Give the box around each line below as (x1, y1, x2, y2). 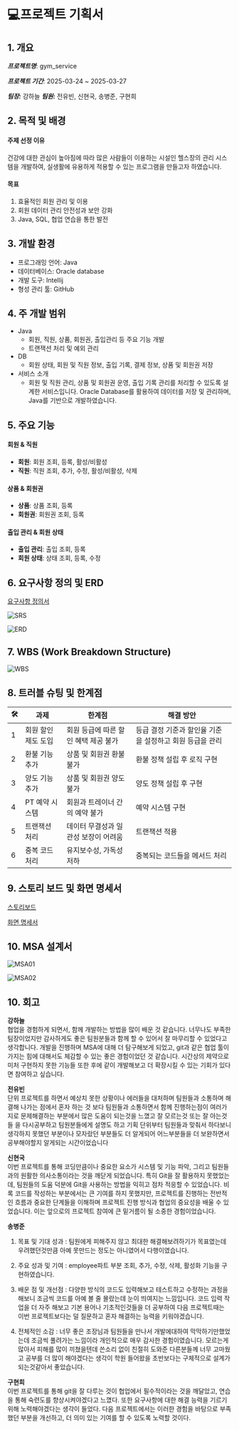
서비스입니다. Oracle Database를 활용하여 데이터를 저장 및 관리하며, (41, 388, 231, 396)
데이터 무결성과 (66, 821, 115, 831)
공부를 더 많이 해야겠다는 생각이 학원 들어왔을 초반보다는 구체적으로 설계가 (25, 1354, 231, 1363)
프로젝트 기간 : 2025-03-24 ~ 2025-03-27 (7, 77, 127, 85)
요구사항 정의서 (7, 597, 50, 606)
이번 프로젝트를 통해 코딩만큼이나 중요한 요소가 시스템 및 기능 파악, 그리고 (7, 1163, 211, 1171)
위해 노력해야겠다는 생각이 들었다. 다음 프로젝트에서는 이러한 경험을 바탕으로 (7, 1405, 218, 1413)
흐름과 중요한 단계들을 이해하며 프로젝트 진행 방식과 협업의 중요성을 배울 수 (14, 1198, 222, 1207)
